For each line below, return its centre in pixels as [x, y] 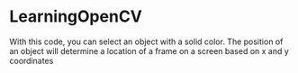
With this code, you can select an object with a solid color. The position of [146, 41]
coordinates [32, 60]
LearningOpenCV [76, 17]
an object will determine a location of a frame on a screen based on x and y [149, 50]
